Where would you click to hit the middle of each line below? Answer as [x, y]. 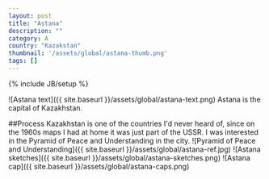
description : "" [36, 31]
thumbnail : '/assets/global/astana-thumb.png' [88, 53]
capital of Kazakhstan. [46, 108]
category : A [28, 38]
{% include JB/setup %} [48, 83]
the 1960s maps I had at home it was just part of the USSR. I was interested [133, 132]
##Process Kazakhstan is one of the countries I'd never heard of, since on [132, 123]
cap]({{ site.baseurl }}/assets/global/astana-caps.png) [99, 166]
